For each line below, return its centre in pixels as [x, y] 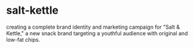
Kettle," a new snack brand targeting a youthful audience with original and [97, 33]
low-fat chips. [23, 39]
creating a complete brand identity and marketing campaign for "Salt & [93, 27]
